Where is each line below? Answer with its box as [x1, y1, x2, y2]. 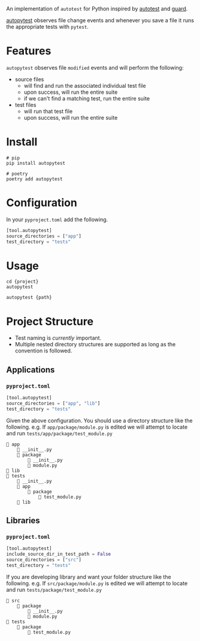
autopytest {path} [6, 295, 52, 301]
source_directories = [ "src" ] [6, 557, 82, 563]
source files [14, 75, 44, 83]
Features [6, 44, 51, 58]
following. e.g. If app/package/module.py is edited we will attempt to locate [6, 423, 188, 431]
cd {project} [6, 279, 39, 285]
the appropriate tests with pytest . [6, 23, 89, 30]
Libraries [6, 515, 40, 526]
